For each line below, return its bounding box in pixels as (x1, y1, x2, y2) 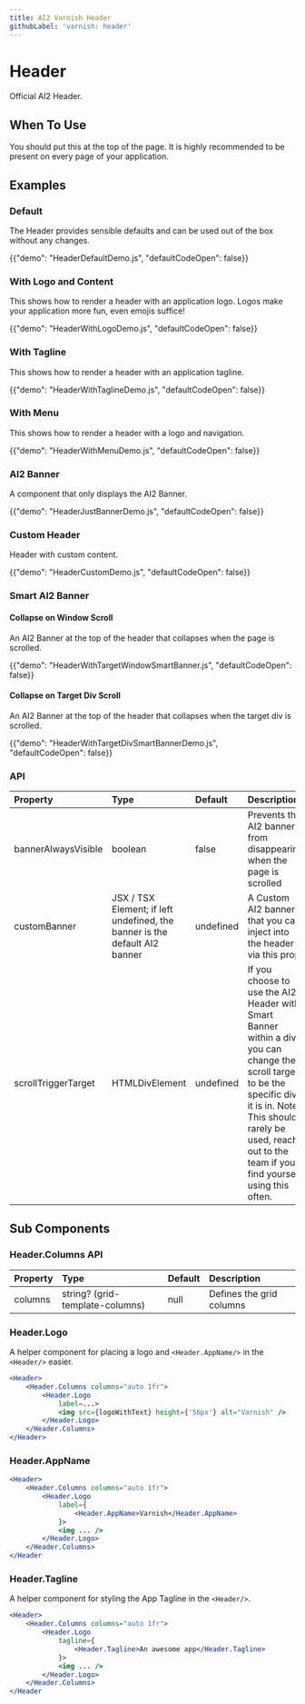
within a (247, 1031, 281, 1044)
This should (247, 1111, 298, 1123)
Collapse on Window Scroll (9, 612, 113, 623)
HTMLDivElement (112, 1077, 187, 1090)
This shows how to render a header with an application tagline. (9, 366, 245, 377)
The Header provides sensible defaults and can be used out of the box (9, 224, 274, 236)
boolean (112, 842, 147, 855)
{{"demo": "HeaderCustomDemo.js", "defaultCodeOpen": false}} (9, 567, 251, 578)
